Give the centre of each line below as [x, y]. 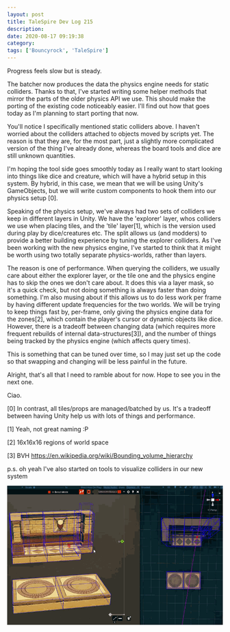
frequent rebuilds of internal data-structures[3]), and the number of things [112, 333]
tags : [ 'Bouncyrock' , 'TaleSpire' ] [58, 51]
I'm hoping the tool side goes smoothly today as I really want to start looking [115, 169]
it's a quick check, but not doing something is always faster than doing [107, 290]
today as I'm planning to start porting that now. [73, 113]
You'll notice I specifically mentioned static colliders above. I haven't [103, 126]
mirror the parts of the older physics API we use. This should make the [106, 99]
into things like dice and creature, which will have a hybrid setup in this [107, 176]
